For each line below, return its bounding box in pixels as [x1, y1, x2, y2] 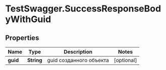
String [27, 57, 42, 63]
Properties [5, 33, 39, 42]
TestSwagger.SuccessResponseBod [5, 3, 161, 14]
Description [64, 48, 92, 55]
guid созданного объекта [47, 57, 109, 63]
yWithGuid [5, 13, 51, 25]
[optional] [114, 57, 137, 63]
